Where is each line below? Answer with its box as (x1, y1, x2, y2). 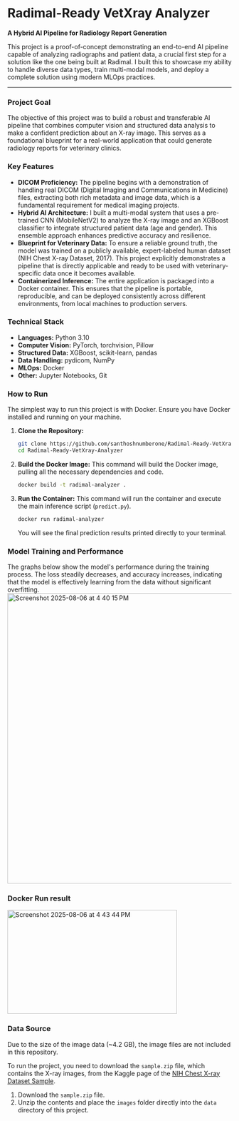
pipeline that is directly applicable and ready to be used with (17, 261, 195, 270)
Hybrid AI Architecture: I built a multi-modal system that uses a (17, 208, 205, 217)
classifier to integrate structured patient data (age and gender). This (17, 223, 218, 232)
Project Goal (7, 97, 51, 107)
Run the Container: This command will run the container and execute (17, 494, 222, 502)
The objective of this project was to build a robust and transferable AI (7, 113, 211, 122)
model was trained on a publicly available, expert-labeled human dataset (17, 246, 231, 255)
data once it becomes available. (42, 269, 137, 278)
